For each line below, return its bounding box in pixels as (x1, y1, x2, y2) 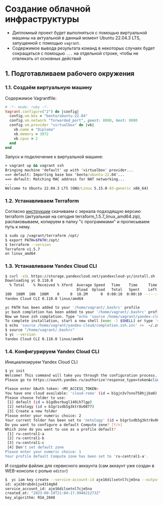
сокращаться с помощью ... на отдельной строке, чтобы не (12, 50, 139, 56)
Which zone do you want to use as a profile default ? (5, 427, 116, 432)
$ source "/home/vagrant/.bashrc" (5, 327, 75, 333)
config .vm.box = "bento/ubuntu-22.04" (9, 114, 88, 118)
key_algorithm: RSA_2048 (5, 495, 55, 500)
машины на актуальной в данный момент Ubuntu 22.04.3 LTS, (12, 35, 141, 41)
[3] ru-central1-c (7, 440, 45, 445)
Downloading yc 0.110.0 (5, 278, 53, 283)
